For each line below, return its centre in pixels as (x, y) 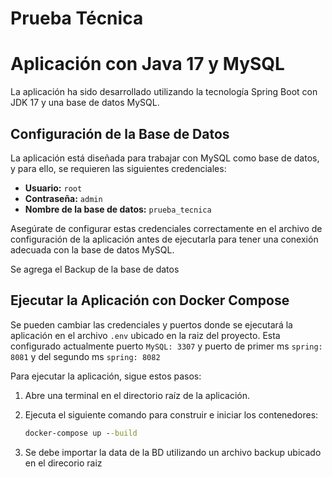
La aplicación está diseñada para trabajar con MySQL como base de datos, (165, 158)
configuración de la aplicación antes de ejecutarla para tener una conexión (164, 239)
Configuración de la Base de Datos (120, 133)
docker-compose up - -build (81, 433)
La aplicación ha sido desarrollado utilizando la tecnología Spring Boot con (164, 92)
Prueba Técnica (77, 18)
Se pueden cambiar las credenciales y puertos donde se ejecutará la (151, 324)
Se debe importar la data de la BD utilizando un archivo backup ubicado (173, 452)
